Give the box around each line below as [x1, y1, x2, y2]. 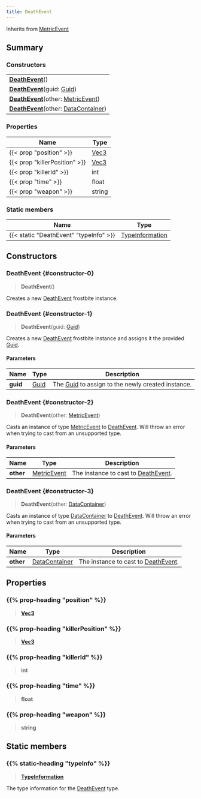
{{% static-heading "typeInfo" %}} [6, 760, 111, 768]
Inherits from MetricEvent [6, 25, 69, 32]
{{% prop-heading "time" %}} [6, 682, 96, 690]
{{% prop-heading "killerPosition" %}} [6, 625, 121, 633]
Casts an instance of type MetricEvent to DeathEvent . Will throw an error [6, 424, 185, 431]
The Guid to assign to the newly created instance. [53, 380, 192, 389]
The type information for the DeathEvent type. [6, 784, 120, 792]
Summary [6, 43, 44, 53]
